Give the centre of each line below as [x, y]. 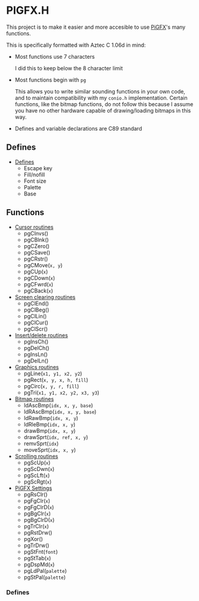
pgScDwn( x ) [39, 469]
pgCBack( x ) [39, 291]
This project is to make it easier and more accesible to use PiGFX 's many [96, 27]
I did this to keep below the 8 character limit [69, 68]
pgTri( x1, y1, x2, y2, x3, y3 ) [62, 392]
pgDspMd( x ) [39, 564]
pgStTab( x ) [37, 558]
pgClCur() [36, 322]
